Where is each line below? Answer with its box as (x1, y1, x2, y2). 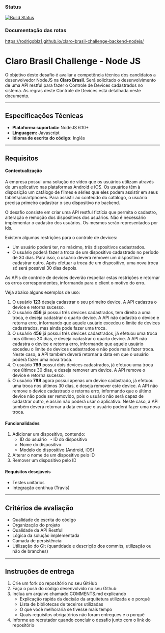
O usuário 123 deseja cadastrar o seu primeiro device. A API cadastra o (12, 299, 157, 305)
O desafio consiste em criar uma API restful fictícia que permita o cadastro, (5, 209, 157, 215)
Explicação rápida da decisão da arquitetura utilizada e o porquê (19, 596, 150, 602)
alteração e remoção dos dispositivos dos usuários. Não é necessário (5, 214, 146, 220)
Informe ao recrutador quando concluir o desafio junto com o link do (12, 617, 151, 623)
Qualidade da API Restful (12, 527, 63, 533)
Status (5, 3, 21, 10)
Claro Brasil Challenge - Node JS (5, 55, 141, 67)
